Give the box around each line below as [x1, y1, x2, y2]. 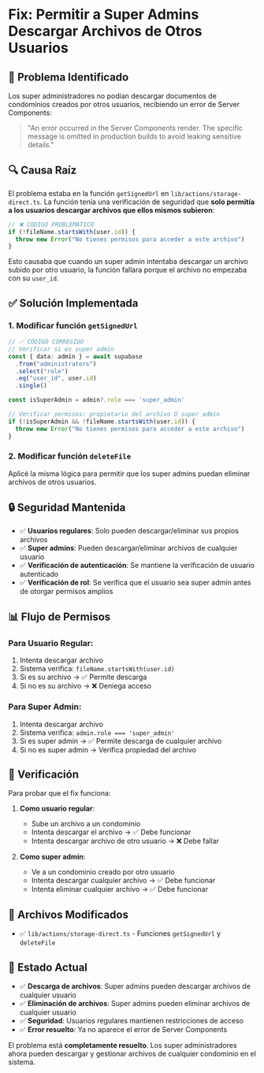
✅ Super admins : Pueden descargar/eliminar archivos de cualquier [19, 543, 238, 552]
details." [27, 140, 54, 149]
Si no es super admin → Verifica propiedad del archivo [19, 744, 197, 754]
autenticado [19, 569, 59, 578]
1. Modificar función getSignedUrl [8, 320, 138, 331]
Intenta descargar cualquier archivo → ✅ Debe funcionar [31, 876, 216, 886]
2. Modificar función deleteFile [8, 451, 132, 462]
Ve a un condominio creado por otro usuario [31, 867, 175, 877]
